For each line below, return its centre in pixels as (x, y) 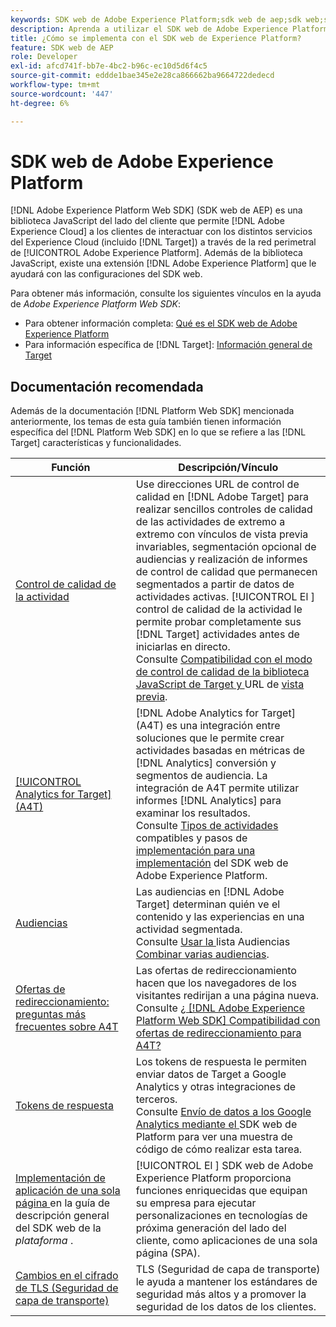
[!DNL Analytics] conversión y (206, 763)
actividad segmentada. (189, 929)
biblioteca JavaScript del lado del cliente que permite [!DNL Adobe (147, 221)
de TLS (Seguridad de (67, 1288)
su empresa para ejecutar (196, 1203)
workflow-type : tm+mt (55, 85)
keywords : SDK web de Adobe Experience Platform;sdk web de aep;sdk (156, 19)
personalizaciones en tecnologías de (221, 1216)
